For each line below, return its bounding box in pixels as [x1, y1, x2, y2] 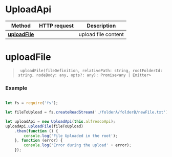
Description [87, 22, 116, 29]
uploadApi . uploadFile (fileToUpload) [5, 124, 83, 129]
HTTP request [39, 22, 74, 29]
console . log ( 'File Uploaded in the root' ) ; [24, 133, 118, 139]
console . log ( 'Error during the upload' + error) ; [24, 143, 132, 148]
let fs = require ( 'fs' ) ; [5, 101, 58, 106]
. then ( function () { [14, 128, 58, 133]
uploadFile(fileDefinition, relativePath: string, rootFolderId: [20, 68, 163, 73]
